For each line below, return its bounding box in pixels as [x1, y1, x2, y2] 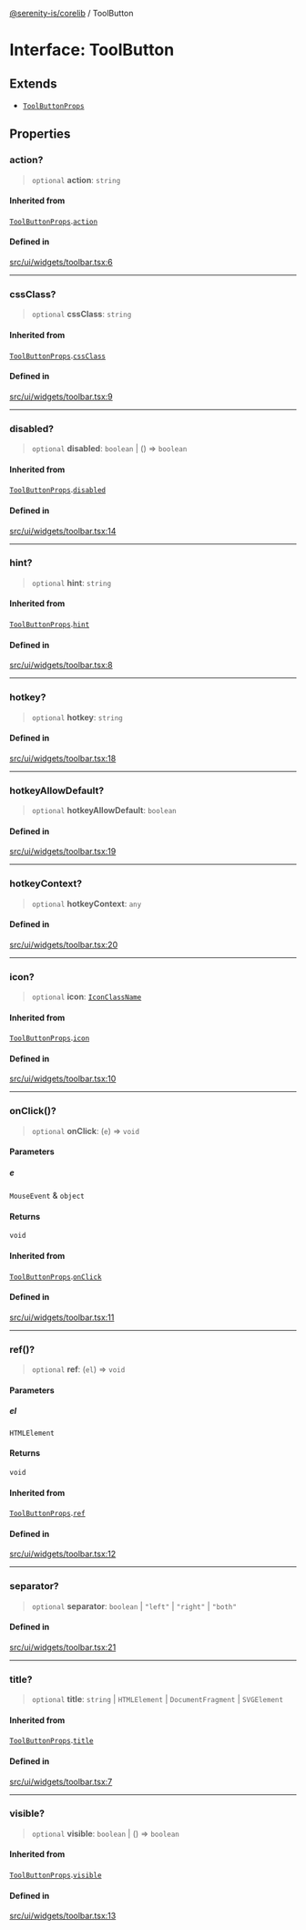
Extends [9, 76, 57, 91]
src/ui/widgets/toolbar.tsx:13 [9, 1910, 117, 1922]
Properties [9, 127, 71, 142]
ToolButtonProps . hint [9, 619, 90, 629]
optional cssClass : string [31, 309, 132, 320]
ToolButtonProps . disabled [9, 484, 107, 495]
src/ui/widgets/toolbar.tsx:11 [9, 1312, 115, 1323]
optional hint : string [31, 577, 112, 588]
